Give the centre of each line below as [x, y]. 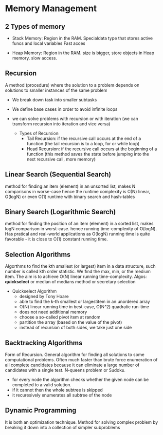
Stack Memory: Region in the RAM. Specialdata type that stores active [82, 38]
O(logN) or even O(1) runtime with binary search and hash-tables [70, 197]
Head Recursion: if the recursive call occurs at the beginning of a [92, 149]
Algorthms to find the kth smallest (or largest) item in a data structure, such [80, 266]
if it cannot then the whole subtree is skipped [57, 390]
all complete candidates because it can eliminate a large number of [72, 365]
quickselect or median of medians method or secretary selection [70, 282]
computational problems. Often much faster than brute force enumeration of [81, 360]
